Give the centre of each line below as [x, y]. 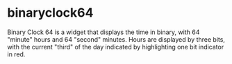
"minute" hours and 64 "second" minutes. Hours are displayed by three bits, [116, 39]
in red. [16, 54]
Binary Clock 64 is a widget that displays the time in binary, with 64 [103, 32]
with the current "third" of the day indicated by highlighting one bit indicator [116, 47]
